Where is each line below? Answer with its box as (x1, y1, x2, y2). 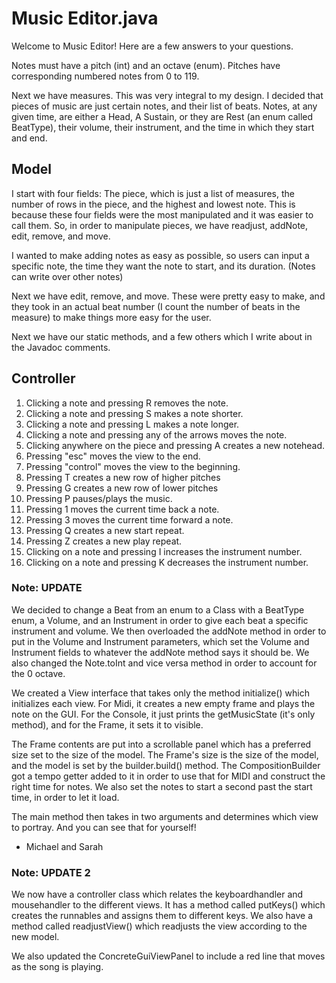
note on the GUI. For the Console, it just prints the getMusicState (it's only (11, 708, 316, 720)
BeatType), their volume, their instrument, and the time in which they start (11, 121, 315, 133)
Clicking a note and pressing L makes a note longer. (25, 418, 240, 430)
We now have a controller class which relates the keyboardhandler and (11, 888, 304, 901)
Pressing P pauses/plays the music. (25, 492, 173, 504)
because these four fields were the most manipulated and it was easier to (11, 208, 314, 221)
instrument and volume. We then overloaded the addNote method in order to (11, 625, 327, 637)
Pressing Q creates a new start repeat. (25, 524, 185, 536)
